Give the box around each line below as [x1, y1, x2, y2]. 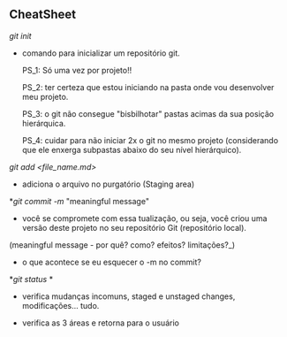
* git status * [9, 273, 54, 284]
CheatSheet [9, 7, 77, 22]
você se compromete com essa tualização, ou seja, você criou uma [21, 212, 268, 224]
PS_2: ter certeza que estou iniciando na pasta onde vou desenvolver [21, 81, 275, 92]
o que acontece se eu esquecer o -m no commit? [21, 257, 201, 267]
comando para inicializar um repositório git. [21, 48, 180, 58]
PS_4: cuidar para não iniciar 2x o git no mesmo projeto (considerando [21, 134, 279, 145]
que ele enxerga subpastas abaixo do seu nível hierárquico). [21, 144, 242, 155]
